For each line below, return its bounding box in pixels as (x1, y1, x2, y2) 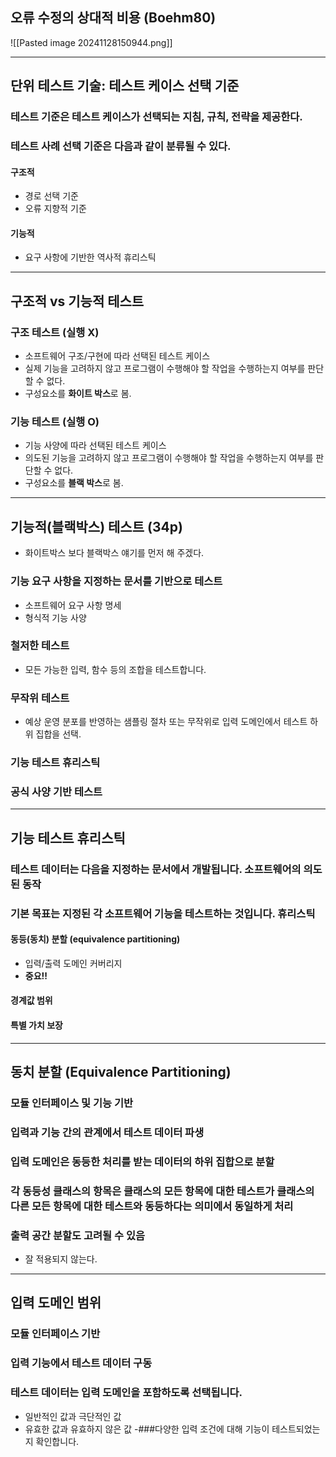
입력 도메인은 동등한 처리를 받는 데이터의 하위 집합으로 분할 (10, 1154, 275, 1168)
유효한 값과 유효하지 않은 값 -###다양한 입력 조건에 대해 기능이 (24, 1423, 270, 1435)
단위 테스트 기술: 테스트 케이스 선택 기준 (10, 78, 240, 95)
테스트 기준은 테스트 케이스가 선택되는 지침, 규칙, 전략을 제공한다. (10, 110, 303, 124)
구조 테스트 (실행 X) (10, 325, 100, 339)
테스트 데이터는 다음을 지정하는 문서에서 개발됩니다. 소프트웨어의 (10, 862, 302, 876)
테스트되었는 (271, 1423, 321, 1435)
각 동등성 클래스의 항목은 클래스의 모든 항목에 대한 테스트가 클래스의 (10, 1184, 315, 1198)
